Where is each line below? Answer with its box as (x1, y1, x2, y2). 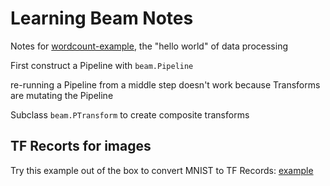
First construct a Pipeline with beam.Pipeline (10, 59, 194, 71)
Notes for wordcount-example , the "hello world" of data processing (10, 40, 288, 52)
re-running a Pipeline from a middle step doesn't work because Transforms (10, 78, 321, 91)
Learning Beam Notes (10, 7, 194, 30)
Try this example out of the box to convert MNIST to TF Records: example (10, 164, 314, 176)
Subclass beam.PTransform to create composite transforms (10, 108, 250, 121)
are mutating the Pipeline (10, 89, 114, 101)
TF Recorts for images (10, 138, 152, 155)
